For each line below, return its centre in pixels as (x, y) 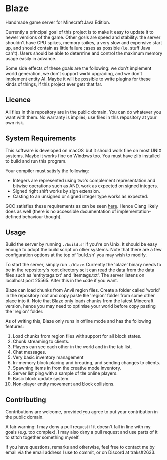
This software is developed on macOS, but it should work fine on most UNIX (83, 150)
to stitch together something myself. (43, 437)
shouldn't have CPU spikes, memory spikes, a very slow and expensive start (84, 42)
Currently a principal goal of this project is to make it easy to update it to (80, 32)
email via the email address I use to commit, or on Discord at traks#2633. (81, 452)
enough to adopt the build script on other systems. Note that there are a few (83, 250)
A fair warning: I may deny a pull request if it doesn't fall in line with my (78, 427)
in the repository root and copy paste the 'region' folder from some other (80, 296)
